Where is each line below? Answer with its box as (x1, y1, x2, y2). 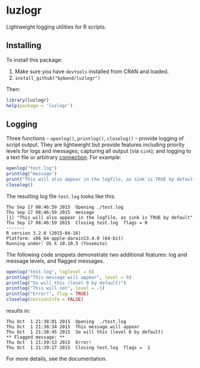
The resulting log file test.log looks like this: (6, 193, 116, 200)
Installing (6, 40, 42, 51)
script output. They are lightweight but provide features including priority (6, 141, 185, 149)
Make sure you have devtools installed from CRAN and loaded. (14, 68, 169, 75)
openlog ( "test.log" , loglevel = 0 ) (6, 269, 95, 275)
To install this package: (6, 56, 63, 63)
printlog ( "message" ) (6, 171, 58, 177)
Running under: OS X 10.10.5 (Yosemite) (6, 240, 108, 247)
